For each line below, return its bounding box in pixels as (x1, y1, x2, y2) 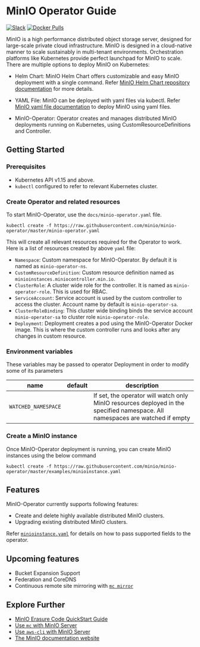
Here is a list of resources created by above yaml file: (6, 244, 136, 252)
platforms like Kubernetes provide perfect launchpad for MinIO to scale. (6, 54, 182, 62)
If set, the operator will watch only (93, 391, 189, 400)
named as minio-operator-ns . (14, 262, 87, 269)
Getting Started (6, 145, 65, 155)
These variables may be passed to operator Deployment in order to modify (6, 361, 189, 368)
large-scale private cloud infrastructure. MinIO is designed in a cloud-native (6, 42, 192, 49)
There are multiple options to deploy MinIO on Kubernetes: (6, 61, 150, 68)
